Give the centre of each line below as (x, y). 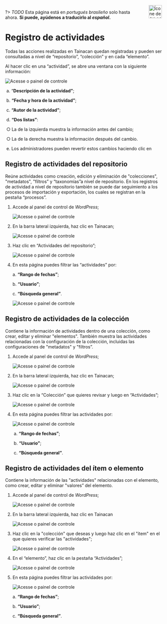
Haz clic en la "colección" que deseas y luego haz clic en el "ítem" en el (86, 534)
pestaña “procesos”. (26, 197)
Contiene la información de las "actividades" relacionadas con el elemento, (82, 480)
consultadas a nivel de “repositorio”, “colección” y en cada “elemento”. (78, 56)
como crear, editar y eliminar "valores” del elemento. (59, 486)
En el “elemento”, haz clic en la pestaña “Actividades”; (67, 558)
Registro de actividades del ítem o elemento (75, 468)
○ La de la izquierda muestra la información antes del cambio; (70, 129)
